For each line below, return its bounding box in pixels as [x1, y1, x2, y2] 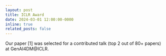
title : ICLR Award [5, 12, 44, 17]
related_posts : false [5, 26, 51, 32]
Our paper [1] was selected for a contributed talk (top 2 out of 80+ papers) [5, 40, 161, 46]
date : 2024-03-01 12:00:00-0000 [5, 17, 74, 22]
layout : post [5, 7, 33, 13]
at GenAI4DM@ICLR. [5, 46, 49, 52]
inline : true [5, 21, 33, 27]
